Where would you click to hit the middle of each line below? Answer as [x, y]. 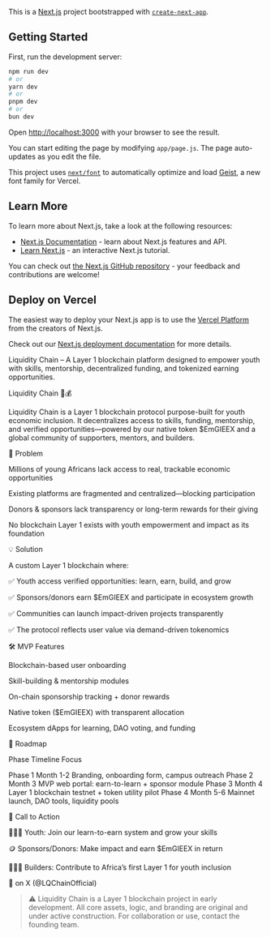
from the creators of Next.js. [56, 328]
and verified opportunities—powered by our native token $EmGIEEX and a [132, 429]
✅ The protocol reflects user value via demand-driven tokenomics [119, 629]
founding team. [54, 924]
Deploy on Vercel [53, 300]
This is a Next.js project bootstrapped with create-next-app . [109, 12]
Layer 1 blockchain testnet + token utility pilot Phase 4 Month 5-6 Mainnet [132, 792]
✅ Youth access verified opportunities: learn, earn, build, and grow [120, 581]
